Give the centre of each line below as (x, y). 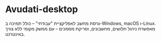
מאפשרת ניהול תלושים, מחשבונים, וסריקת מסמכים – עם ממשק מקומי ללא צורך (80, 28)
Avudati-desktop (42, 9)
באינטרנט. (15, 34)
